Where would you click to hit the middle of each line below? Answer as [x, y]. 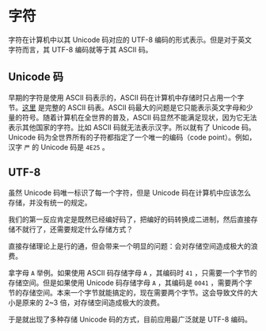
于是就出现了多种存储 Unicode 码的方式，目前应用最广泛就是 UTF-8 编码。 [130, 319]
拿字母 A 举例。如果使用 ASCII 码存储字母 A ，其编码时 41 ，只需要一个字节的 [133, 272]
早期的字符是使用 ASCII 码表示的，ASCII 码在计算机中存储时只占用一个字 [126, 97]
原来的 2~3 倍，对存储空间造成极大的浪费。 [93, 302]
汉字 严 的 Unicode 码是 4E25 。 [59, 146]
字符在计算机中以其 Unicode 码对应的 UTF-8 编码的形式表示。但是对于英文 [130, 40]
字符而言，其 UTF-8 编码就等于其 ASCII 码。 [80, 49]
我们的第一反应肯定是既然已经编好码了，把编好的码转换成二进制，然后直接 [129, 219]
